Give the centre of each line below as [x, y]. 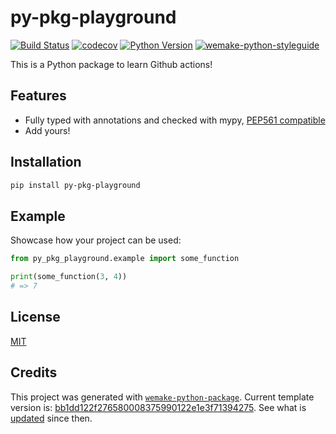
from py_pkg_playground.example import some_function [125, 259]
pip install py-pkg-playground [75, 185]
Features [38, 96]
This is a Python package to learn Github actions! [111, 64]
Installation [46, 162]
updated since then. [51, 418]
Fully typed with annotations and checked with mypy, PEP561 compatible [175, 120]
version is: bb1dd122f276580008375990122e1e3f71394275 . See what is [158, 407]
